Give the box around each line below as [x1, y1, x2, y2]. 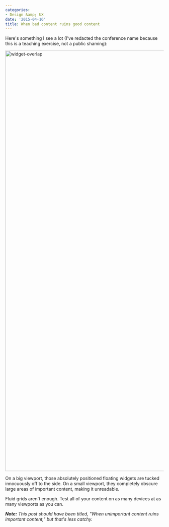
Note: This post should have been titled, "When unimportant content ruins [5, 511, 159, 517]
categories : [5, 7, 30, 13]
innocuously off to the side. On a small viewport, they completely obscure [5, 481, 158, 487]
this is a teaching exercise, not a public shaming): [5, 41, 108, 47]
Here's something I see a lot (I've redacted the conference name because [5, 35, 158, 41]
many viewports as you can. [5, 501, 64, 507]
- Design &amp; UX [5, 12, 44, 17]
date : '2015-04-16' [5, 17, 46, 22]
